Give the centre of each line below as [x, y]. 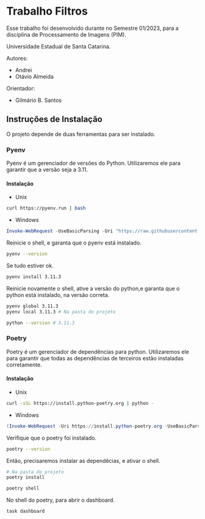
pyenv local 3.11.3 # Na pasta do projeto [61, 312]
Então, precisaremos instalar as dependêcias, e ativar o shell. [83, 460]
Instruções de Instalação [54, 119]
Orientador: [21, 88]
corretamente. [24, 365]
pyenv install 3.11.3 [34, 277]
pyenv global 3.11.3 [33, 306]
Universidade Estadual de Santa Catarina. [59, 46]
